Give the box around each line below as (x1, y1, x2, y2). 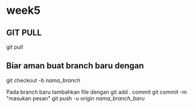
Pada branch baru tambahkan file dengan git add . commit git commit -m (6, 88, 187, 95)
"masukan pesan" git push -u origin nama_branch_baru (6, 94, 145, 102)
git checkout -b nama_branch (6, 76, 80, 84)
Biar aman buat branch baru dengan (6, 61, 144, 71)
